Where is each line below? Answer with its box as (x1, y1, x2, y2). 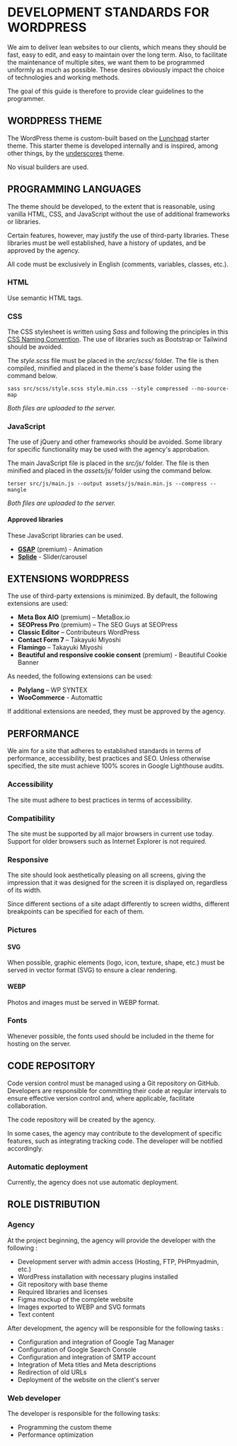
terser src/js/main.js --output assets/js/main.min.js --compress (7, 480, 207, 487)
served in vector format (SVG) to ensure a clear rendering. (7, 966, 178, 974)
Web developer (7, 1393, 62, 1403)
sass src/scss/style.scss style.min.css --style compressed (7, 385, 189, 393)
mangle (7, 486, 27, 494)
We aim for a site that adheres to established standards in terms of (7, 746, 202, 755)
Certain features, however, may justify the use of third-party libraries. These (7, 231, 229, 239)
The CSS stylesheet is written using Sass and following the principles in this (7, 327, 229, 336)
